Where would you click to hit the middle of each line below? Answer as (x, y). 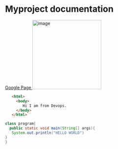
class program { (21, 124)
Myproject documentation (59, 9)
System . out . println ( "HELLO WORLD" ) (48, 133)
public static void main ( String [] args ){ (52, 128)
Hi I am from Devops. (45, 106)
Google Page (18, 88)
